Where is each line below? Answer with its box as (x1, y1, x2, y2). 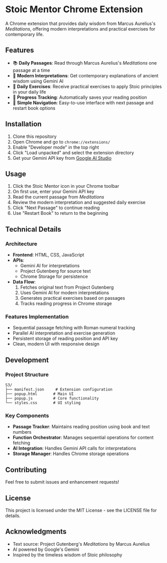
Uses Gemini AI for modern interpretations (20, 290, 109, 296)
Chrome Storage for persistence (20, 273, 88, 279)
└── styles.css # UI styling (5, 401, 81, 406)
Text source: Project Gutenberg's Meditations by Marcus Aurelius (12, 541, 150, 547)
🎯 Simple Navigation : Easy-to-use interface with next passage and (12, 99, 154, 105)
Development (5, 355, 49, 364)
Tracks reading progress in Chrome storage (20, 300, 112, 306)
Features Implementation (5, 313, 69, 320)
